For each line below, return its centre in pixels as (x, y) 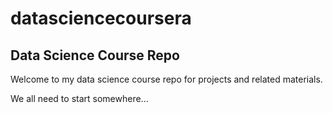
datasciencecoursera (101, 18)
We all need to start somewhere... (79, 98)
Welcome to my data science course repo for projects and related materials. (166, 79)
